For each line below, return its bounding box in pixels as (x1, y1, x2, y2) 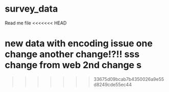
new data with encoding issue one (5, 38, 153, 49)
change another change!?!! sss (5, 49, 140, 60)
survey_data (5, 3, 58, 15)
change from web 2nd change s (5, 59, 141, 71)
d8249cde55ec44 (93, 81, 132, 87)
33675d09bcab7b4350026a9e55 (93, 76, 164, 82)
